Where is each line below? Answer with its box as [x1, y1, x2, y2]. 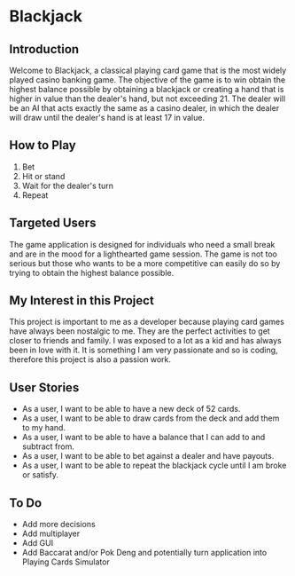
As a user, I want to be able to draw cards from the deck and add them [21, 413, 280, 423]
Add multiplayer [21, 528, 81, 539]
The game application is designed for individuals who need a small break [9, 239, 276, 249]
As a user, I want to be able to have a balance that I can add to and [21, 432, 266, 443]
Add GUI [21, 538, 54, 548]
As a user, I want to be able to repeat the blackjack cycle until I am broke [21, 460, 287, 471]
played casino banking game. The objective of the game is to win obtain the [9, 75, 286, 85]
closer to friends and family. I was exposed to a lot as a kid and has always [9, 335, 282, 346]
